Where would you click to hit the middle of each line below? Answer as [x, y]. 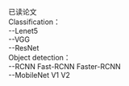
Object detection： [40, 57]
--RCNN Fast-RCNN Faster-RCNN [64, 66]
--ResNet [24, 48]
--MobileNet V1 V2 [40, 75]
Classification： [34, 22]
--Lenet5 [23, 31]
